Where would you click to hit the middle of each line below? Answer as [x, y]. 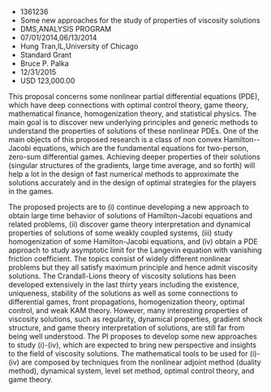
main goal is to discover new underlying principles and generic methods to [133, 122]
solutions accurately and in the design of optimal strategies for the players [133, 183]
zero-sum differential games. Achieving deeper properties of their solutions [135, 157]
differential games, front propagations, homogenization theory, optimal [127, 302]
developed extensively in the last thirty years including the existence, [124, 284]
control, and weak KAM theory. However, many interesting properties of [129, 310]
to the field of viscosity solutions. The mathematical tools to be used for [128, 353]
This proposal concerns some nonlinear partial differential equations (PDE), [134, 96]
